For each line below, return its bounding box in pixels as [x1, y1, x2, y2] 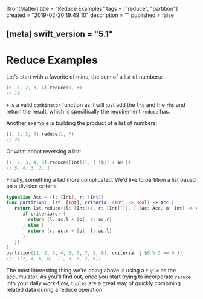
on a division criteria [6, 182, 57, 190]
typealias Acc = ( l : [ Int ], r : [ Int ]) [6, 194, 104, 200]
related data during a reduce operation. [6, 286, 104, 294]
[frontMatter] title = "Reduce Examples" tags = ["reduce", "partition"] [6, 5, 178, 12]
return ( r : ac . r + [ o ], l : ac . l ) [28, 228, 112, 234]
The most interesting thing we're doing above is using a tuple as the [6, 267, 176, 274]
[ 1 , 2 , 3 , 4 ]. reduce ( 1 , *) [6, 131, 74, 138]
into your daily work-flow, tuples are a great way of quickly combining [6, 280, 181, 287]
